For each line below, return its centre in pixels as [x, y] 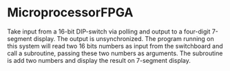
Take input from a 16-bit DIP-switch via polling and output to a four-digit [109, 31]
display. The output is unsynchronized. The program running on [124, 38]
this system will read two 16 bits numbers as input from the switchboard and [115, 46]
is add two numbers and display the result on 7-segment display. [99, 60]
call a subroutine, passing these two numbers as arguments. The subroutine [115, 53]
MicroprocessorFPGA [70, 13]
